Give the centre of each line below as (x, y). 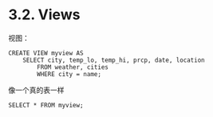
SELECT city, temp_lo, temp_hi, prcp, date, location (114, 60)
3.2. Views (44, 15)
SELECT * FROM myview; (46, 105)
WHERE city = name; (69, 74)
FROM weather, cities (73, 67)
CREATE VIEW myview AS (46, 53)
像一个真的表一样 (36, 90)
